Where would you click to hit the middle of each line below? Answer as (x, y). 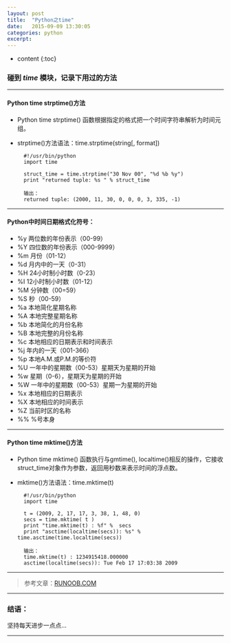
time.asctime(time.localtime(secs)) (69, 538)
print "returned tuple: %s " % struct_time (87, 180)
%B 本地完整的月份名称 (50, 333)
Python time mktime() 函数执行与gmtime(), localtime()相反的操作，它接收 (120, 459)
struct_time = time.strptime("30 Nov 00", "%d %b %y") (104, 174)
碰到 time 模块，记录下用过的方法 (62, 78)
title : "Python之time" (41, 20)
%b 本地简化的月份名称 (50, 324)
